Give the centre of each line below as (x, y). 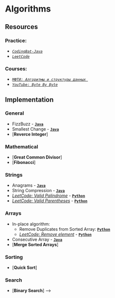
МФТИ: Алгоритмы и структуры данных (49, 80)
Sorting (14, 257)
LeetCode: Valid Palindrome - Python (49, 196)
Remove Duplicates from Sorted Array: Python (65, 229)
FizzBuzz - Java (28, 124)
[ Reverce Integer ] (30, 134)
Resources (22, 27)
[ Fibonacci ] (24, 163)
